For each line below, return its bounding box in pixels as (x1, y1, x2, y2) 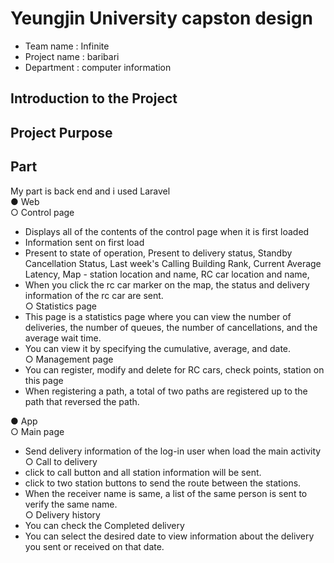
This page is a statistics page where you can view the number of (24, 310, 292, 322)
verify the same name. (24, 498, 118, 510)
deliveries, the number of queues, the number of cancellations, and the (24, 321, 318, 333)
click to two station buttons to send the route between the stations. (24, 477, 302, 489)
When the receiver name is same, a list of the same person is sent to (24, 487, 308, 499)
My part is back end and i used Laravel (10, 185, 171, 197)
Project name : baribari (24, 50, 120, 62)
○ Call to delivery (24, 455, 98, 467)
